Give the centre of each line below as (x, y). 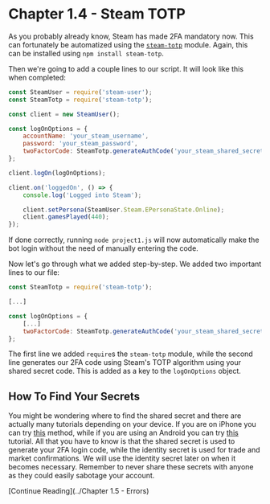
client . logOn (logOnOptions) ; (57, 173)
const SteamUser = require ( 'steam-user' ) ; (80, 92)
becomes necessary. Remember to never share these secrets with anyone (131, 467)
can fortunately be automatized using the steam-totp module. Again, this (128, 44)
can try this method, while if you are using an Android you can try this (123, 433)
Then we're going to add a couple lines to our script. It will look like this (126, 68)
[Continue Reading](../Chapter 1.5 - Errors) (79, 491)
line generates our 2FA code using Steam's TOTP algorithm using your (125, 363)
